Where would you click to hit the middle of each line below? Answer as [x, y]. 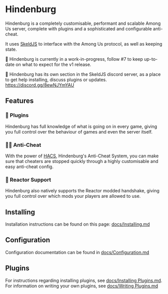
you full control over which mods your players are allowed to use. [73, 196]
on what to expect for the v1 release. [53, 64]
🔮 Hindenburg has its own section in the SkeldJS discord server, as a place [83, 74]
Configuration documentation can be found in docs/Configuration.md [77, 252]
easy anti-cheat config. [30, 166]
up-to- [151, 59]
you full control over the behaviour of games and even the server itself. [79, 132]
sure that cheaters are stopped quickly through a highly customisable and [82, 161]
